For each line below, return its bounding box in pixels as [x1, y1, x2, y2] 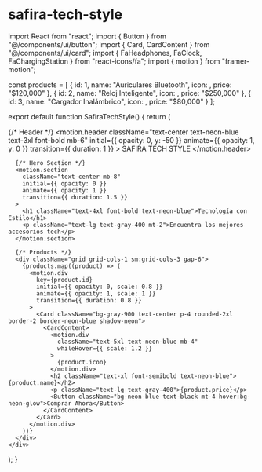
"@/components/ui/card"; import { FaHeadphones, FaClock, [8, 48, 202, 57]
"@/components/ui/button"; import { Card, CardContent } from [8, 39, 210, 49]
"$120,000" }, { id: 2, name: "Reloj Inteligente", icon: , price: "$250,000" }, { [8, 88, 252, 97]
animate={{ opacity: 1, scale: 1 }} [36, 289, 156, 298]
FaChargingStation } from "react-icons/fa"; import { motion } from [8, 57, 220, 66]
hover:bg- [218, 393, 251, 401]
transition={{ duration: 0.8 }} [36, 296, 143, 304]
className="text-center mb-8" [22, 173, 122, 181]
